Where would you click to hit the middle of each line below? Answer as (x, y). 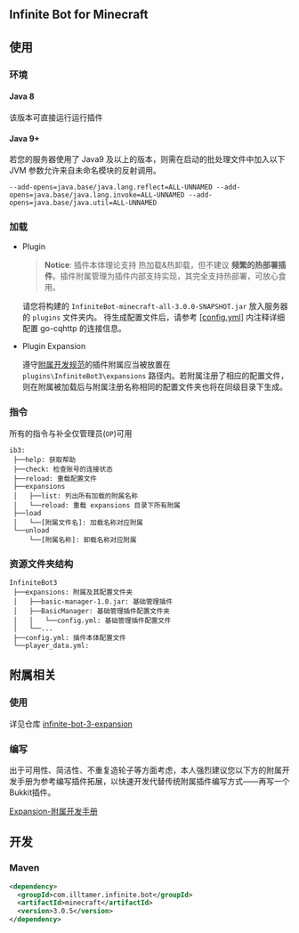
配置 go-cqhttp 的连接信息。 (74, 329)
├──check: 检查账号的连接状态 (63, 469)
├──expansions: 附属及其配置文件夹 (73, 592)
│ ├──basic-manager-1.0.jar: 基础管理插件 (93, 602)
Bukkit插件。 (32, 792)
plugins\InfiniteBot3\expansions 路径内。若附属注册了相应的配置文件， (155, 376)
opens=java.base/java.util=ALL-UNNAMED (83, 203)
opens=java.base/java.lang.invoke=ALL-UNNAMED (97, 195)
